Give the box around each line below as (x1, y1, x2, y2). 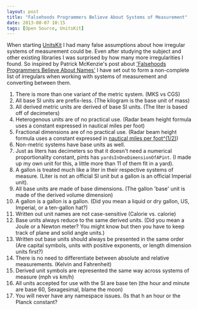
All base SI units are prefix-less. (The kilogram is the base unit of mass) (15, 97, 190, 104)
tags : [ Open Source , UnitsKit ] (7, 25, 84, 31)
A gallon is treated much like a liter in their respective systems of (15, 167, 174, 174)
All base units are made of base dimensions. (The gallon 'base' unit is (15, 185, 186, 193)
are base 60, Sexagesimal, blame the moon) (15, 286, 123, 293)
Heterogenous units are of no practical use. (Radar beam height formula (15, 116, 192, 123)
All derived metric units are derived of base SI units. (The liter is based (15, 103, 188, 110)
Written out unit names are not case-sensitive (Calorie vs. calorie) (15, 210, 177, 218)
